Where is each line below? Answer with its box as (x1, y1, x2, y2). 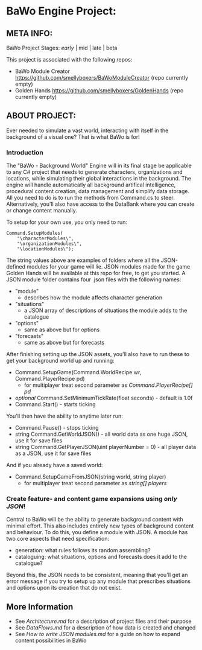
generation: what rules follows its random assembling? (14, 547, 151, 554)
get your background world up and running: (6, 357, 115, 365)
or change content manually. (6, 207, 77, 214)
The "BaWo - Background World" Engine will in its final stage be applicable (6, 162, 192, 170)
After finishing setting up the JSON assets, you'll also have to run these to (6, 351, 190, 358)
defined (6, 263, 26, 270)
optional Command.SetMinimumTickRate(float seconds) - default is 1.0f (14, 394, 193, 402)
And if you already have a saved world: (6, 462, 103, 469)
